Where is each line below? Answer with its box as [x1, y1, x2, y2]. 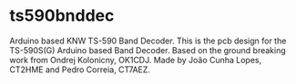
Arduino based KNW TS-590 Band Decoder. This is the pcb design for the [9, 35, 287, 46]
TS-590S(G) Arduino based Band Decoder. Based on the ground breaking [9, 44, 287, 55]
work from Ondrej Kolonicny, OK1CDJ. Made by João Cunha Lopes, [9, 54, 262, 65]
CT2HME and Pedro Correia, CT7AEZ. [9, 64, 150, 75]
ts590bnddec [9, 5, 115, 26]
